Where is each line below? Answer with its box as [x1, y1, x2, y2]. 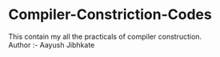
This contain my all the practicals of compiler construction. [8, 32, 202, 41]
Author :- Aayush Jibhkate [8, 40, 95, 49]
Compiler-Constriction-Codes [8, 6, 212, 24]
